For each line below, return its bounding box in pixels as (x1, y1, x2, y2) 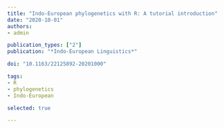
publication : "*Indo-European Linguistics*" (7, 48, 138, 55)
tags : (7, 73, 23, 80)
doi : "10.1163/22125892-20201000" (7, 61, 107, 67)
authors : (7, 23, 32, 30)
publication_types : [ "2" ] (7, 42, 82, 49)
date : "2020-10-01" (7, 17, 64, 23)
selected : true (7, 105, 51, 111)
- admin (7, 29, 30, 36)
